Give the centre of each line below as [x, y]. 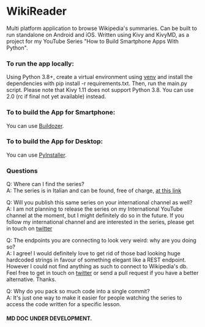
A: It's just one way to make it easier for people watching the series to [94, 298]
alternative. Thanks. [31, 279]
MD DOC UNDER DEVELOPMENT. [49, 318]
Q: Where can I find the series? [45, 184]
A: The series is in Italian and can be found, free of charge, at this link [94, 190]
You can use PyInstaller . [37, 155]
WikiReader [37, 11]
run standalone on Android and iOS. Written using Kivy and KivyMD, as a [98, 34]
